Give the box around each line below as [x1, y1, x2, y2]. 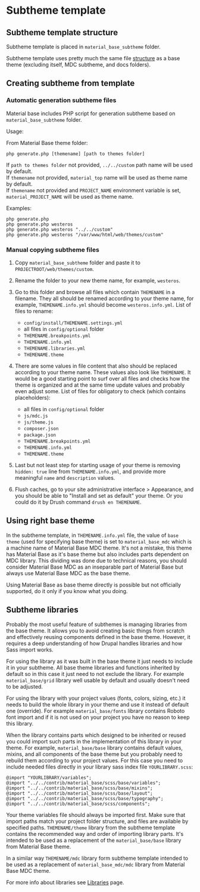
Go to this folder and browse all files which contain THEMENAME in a [14, 288, 175, 295]
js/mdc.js [23, 413, 49, 419]
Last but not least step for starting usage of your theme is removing [14, 461, 180, 468]
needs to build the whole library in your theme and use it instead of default [6, 700, 189, 708]
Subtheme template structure [6, 27, 118, 38]
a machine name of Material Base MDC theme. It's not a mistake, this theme [6, 544, 192, 551]
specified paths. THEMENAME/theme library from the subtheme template [6, 824, 176, 831]
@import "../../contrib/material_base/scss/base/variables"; [6, 780, 161, 786]
